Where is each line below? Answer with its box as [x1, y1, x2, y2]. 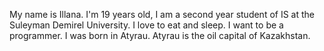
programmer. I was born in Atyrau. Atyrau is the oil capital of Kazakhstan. [9, 30, 311, 41]
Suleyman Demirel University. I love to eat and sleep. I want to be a [9, 19, 284, 31]
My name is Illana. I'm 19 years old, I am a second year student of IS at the [9, 9, 316, 20]
